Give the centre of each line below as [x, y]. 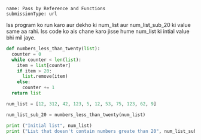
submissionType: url [32, 14]
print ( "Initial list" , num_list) [49, 126]
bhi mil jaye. [21, 38]
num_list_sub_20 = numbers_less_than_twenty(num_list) [76, 115]
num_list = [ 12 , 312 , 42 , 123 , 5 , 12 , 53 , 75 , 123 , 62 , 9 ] [81, 104]
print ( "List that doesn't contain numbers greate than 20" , [84, 131]
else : [24, 82]
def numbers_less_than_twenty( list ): [53, 48]
